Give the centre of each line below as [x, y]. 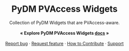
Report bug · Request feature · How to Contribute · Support [64, 43]
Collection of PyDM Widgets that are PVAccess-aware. [64, 23]
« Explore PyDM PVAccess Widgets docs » [64, 33]
